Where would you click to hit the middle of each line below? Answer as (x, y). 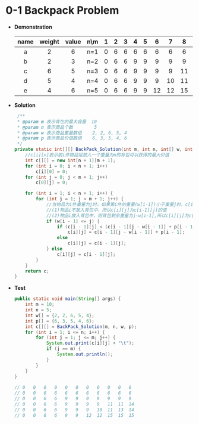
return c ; (37, 271)
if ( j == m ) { (64, 349)
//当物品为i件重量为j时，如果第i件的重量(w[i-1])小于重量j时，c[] (121, 205)
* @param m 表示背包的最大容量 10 (57, 122)
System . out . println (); (85, 355)
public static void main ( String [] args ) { (67, 299)
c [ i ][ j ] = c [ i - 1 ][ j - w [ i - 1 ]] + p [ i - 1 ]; (126, 232)
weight (50, 41)
